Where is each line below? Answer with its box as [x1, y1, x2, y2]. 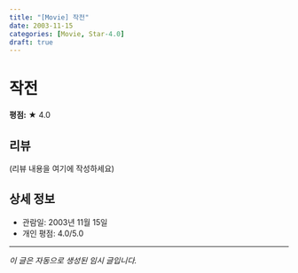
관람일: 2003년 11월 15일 [21, 216, 108, 227]
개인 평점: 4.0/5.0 [21, 228, 84, 238]
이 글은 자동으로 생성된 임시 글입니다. [9, 254, 137, 266]
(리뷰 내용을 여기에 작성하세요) [9, 163, 115, 174]
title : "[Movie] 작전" [9, 12, 90, 22]
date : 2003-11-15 [9, 21, 74, 30]
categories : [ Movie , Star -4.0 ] [9, 29, 125, 38]
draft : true [9, 37, 53, 47]
